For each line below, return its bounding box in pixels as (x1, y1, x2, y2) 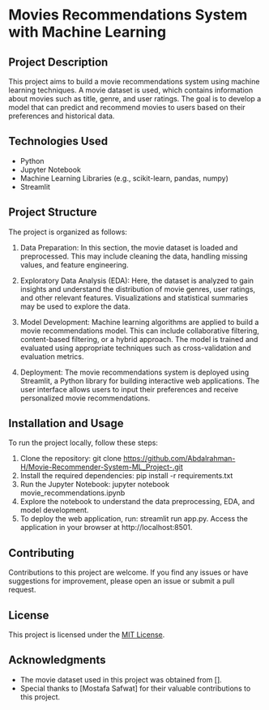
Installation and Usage (8, 417, 124, 430)
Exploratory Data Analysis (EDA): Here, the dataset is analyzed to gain (19, 276, 254, 285)
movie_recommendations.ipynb (19, 488, 126, 498)
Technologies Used (8, 135, 108, 148)
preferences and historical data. (8, 111, 115, 121)
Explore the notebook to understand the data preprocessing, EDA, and (19, 497, 255, 507)
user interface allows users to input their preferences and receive (19, 384, 239, 394)
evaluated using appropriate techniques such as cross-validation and (19, 343, 251, 353)
